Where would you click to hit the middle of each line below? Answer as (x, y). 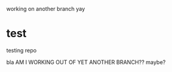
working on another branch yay (46, 9)
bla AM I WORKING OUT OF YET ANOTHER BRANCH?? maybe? (86, 62)
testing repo (21, 50)
